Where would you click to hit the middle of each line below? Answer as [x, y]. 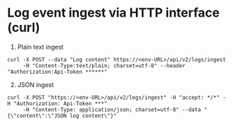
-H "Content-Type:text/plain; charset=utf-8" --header [104, 65]
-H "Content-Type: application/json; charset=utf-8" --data [112, 109]
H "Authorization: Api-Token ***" [58, 103]
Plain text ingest [40, 47]
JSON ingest [36, 84]
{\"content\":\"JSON [37, 116]
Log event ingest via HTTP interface [113, 13]
